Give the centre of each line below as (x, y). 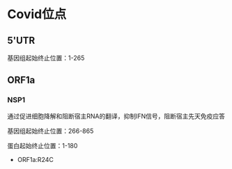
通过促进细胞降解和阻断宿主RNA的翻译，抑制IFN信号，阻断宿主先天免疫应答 (116, 116)
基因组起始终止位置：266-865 (51, 131)
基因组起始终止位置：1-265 (46, 58)
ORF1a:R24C (35, 159)
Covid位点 (37, 14)
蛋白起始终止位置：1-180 (42, 145)
